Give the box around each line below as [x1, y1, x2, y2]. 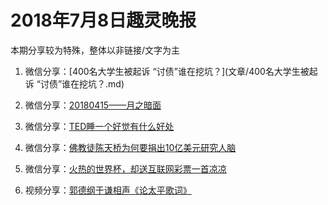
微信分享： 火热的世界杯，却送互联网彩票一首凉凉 [24, 162, 227, 175]
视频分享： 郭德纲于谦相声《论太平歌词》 [24, 184, 192, 196]
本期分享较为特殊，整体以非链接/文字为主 [10, 44, 181, 56]
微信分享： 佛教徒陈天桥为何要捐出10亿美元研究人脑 [24, 141, 237, 153]
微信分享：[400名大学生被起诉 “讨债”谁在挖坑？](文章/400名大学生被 [24, 65, 310, 77]
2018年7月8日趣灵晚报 [10, 9, 197, 32]
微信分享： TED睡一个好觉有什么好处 [24, 120, 175, 132]
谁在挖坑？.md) [61, 77, 125, 90]
